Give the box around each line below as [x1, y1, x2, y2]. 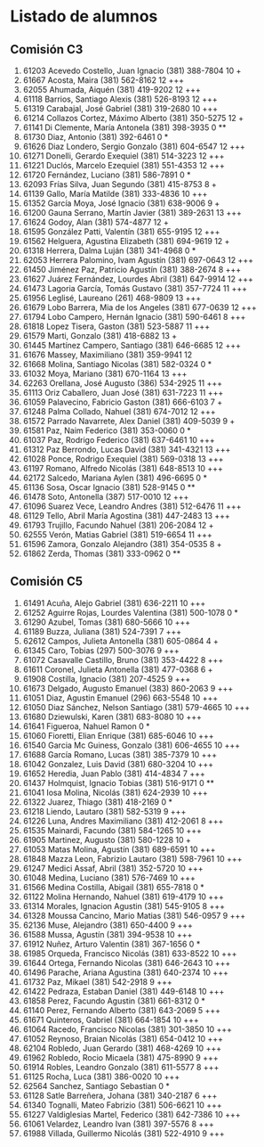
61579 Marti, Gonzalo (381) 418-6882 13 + [22, 331, 177, 340]
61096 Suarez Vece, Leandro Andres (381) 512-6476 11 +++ [22, 501, 242, 512]
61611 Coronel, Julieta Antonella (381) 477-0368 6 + [22, 664, 213, 675]
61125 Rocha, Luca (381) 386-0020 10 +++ [22, 1071, 180, 1082]
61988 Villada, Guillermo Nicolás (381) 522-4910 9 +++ [22, 1127, 225, 1138]
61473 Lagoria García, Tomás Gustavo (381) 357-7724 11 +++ [22, 283, 248, 293]
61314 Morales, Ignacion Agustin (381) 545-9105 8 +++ [22, 900, 226, 911]
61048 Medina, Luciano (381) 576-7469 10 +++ [22, 872, 196, 883]
